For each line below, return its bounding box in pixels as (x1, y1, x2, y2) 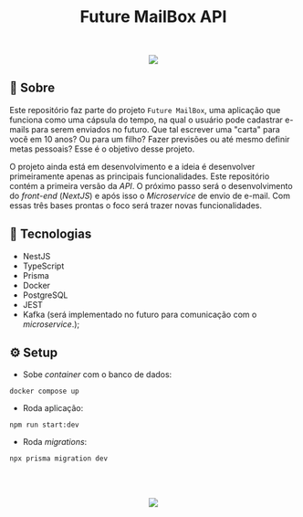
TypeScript (22, 260, 65, 271)
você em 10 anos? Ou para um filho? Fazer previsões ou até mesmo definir (9, 133, 290, 144)
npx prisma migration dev (9, 454, 108, 463)
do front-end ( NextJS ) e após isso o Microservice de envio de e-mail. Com (9, 190, 290, 201)
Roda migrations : (22, 437, 88, 448)
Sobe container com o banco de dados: (22, 369, 172, 380)
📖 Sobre (9, 80, 56, 96)
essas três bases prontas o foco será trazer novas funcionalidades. (9, 199, 263, 211)
